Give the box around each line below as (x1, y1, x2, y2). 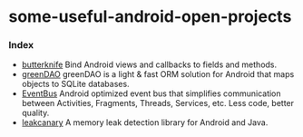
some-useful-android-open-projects (8, 6, 292, 27)
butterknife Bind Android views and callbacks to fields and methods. (21, 59, 278, 70)
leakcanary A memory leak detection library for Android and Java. (21, 117, 269, 128)
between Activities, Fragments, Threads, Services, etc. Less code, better (21, 98, 295, 109)
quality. (21, 107, 50, 119)
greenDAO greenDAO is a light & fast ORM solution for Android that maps (21, 69, 295, 80)
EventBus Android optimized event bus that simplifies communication (21, 88, 282, 99)
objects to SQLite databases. (21, 79, 130, 90)
